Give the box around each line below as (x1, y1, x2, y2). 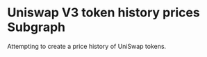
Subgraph (7, 19, 66, 35)
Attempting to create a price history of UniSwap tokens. (7, 42, 167, 50)
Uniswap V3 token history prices (7, 5, 200, 21)
